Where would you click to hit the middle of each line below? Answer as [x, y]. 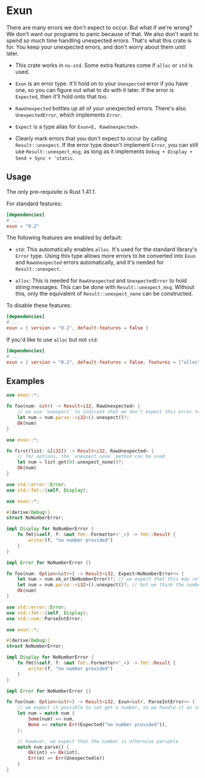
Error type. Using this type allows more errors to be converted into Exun [106, 256]
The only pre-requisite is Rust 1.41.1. [51, 191]
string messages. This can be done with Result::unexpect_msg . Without [105, 287]
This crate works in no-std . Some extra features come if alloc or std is [104, 65]
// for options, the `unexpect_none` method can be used [91, 457]
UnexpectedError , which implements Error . [68, 115]
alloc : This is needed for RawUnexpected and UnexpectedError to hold [101, 280]
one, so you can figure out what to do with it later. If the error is [94, 90]
